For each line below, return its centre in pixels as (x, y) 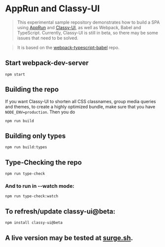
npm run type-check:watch (32, 196)
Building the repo (32, 89)
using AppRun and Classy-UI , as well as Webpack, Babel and (79, 27)
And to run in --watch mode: (40, 186)
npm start (15, 74)
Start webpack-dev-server (47, 63)
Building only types (35, 136)
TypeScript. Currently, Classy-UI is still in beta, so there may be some (88, 33)
